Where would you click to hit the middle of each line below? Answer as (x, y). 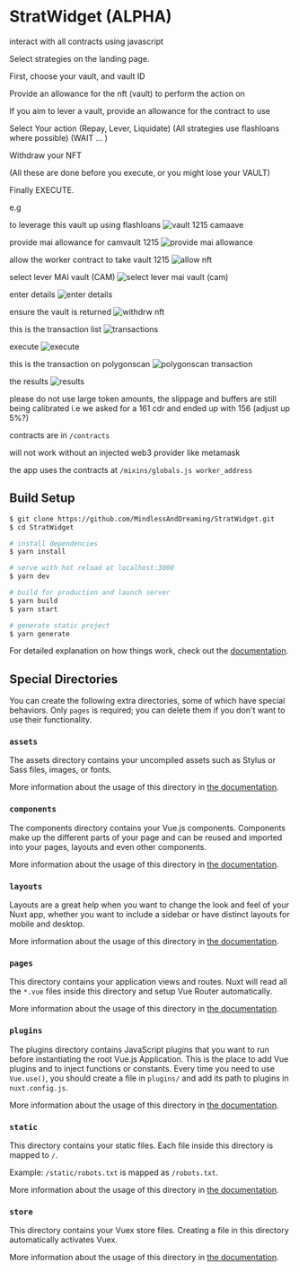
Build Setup (42, 499)
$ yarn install (38, 552)
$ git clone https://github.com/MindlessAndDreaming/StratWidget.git (142, 519)
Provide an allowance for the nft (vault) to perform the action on (127, 93)
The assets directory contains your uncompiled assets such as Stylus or (143, 760)
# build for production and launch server (90, 592)
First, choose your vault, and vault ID (77, 76)
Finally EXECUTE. (42, 189)
